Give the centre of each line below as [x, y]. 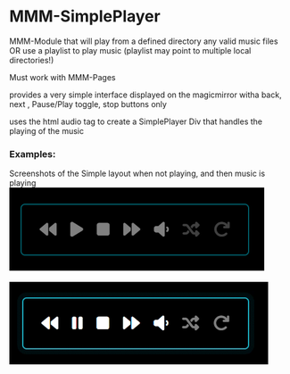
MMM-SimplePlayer [85, 17]
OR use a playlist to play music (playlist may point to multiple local [130, 50]
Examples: [33, 154]
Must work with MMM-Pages [62, 77]
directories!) [32, 60]
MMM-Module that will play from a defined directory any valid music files [144, 41]
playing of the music [47, 130]
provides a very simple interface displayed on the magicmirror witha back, [146, 95]
